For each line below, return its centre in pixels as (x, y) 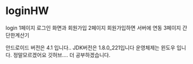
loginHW (27, 11)
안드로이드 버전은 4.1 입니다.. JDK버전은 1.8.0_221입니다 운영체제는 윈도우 (91, 48)
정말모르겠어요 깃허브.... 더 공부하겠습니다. (62, 55)
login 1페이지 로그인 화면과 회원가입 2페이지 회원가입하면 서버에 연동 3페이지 (93, 28)
